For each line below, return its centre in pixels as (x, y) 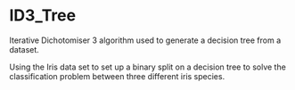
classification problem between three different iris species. (117, 76)
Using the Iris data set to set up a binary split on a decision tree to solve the (148, 67)
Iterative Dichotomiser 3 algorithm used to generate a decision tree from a (145, 40)
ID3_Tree (43, 16)
